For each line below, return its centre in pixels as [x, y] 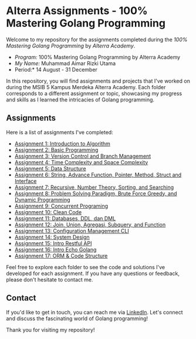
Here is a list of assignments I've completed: [60, 132]
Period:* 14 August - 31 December [56, 69]
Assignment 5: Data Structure [50, 168]
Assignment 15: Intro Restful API [53, 243]
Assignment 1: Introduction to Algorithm [62, 143]
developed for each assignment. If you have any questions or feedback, [93, 273]
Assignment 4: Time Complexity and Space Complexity [81, 162]
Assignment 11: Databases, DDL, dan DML [65, 218]
